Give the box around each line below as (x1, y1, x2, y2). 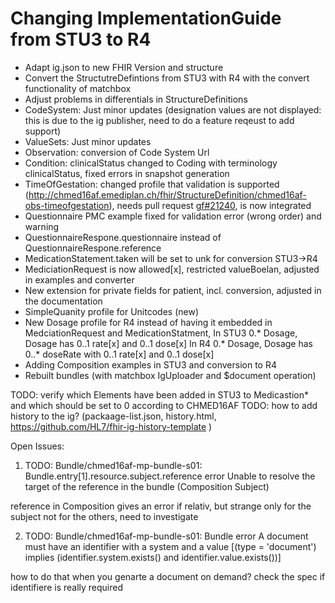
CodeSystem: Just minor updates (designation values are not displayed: (24, 103, 322, 116)
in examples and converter (24, 273, 135, 286)
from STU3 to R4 (10, 28, 152, 51)
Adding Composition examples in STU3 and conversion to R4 (24, 358, 277, 371)
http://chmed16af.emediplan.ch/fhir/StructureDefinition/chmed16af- (28, 188, 307, 201)
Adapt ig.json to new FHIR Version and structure (24, 61, 224, 73)
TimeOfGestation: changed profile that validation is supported (24, 178, 280, 190)
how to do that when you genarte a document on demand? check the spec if (10, 570, 326, 582)
